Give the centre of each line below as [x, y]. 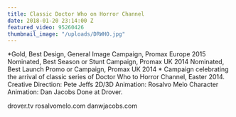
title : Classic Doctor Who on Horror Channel [76, 14]
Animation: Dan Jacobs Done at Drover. [65, 92]
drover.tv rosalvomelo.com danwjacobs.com [73, 106]
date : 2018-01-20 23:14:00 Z [50, 21]
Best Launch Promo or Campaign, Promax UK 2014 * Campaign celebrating [118, 69]
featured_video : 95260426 [45, 27]
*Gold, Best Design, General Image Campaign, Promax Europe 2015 [107, 54]
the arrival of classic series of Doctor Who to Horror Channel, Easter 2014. [116, 77]
